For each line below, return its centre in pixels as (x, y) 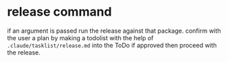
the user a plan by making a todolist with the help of (80, 37)
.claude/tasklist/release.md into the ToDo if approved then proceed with (112, 45)
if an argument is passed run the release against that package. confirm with (114, 31)
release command (59, 12)
